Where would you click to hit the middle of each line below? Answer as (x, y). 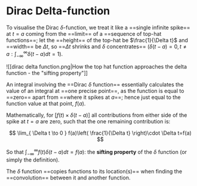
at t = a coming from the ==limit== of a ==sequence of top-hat (84, 33)
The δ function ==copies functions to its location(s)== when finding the (94, 171)
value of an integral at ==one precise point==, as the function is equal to (95, 91)
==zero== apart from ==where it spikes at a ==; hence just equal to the (93, 97)
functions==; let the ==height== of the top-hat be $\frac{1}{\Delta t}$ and (97, 40)
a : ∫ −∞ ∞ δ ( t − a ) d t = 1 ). (35, 54)
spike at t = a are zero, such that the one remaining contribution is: (88, 122)
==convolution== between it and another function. (68, 178)
